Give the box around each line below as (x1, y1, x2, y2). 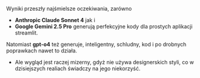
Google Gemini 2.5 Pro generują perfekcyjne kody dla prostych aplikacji (14, 23, 193, 30)
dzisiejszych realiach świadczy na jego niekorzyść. (14, 65, 141, 72)
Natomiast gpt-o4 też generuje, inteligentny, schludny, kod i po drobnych (6, 41, 187, 48)
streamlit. (14, 29, 38, 36)
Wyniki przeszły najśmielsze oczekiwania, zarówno (6, 5, 133, 12)
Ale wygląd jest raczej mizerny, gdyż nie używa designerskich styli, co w (14, 59, 194, 65)
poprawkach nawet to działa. (6, 47, 78, 54)
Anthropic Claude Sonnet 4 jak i (14, 17, 96, 23)
